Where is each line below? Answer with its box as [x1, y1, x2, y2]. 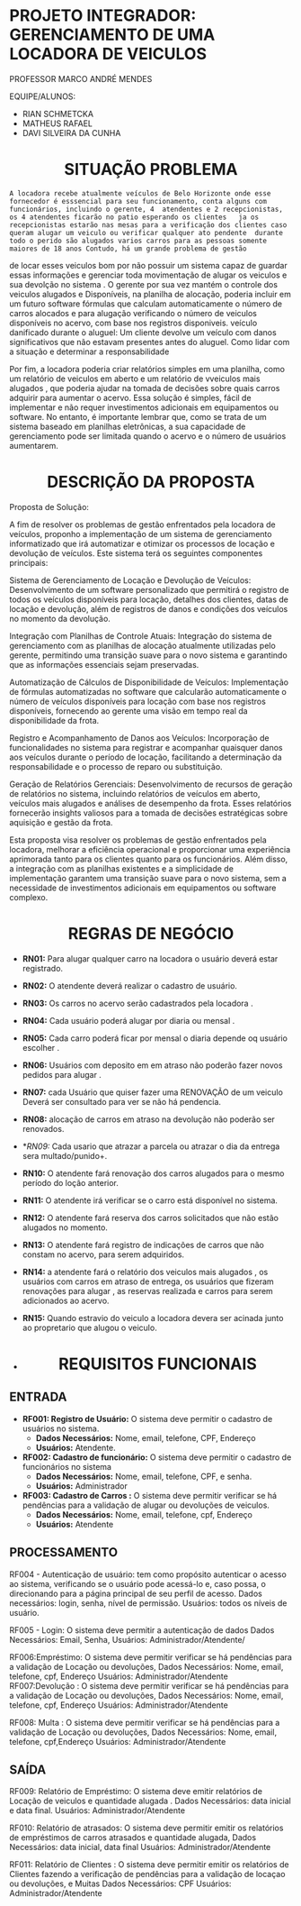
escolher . [22, 1042, 60, 1053]
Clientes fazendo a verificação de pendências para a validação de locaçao [9, 1869, 286, 1880]
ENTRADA [9, 1390, 67, 1405]
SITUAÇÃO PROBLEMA [64, 160, 238, 180]
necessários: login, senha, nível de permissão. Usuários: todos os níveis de [9, 1597, 288, 1609]
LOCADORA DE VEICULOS [9, 44, 207, 64]
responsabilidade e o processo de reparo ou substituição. [9, 761, 223, 771]
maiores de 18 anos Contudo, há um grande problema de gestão [9, 244, 247, 253]
